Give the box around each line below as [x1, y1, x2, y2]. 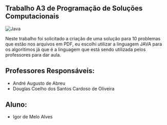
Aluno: [5, 101, 27, 109]
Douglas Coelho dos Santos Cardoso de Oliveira [12, 85, 115, 91]
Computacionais [5, 12, 59, 21]
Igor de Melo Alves [12, 114, 53, 120]
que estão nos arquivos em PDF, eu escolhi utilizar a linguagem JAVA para [5, 41, 162, 47]
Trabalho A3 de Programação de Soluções [5, 4, 143, 13]
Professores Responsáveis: [5, 66, 95, 76]
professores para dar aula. [5, 52, 61, 58]
